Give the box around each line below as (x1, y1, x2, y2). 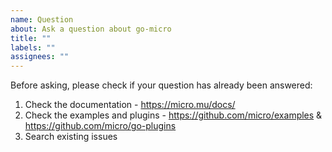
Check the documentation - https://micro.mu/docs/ (24, 99, 236, 111)
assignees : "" (10, 52, 70, 62)
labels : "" (10, 42, 56, 53)
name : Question (10, 14, 74, 25)
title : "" (10, 33, 52, 43)
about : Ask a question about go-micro (10, 24, 172, 34)
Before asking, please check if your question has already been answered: (10, 79, 313, 91)
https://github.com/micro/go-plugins (24, 120, 177, 132)
